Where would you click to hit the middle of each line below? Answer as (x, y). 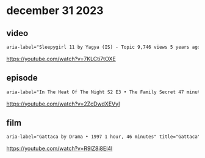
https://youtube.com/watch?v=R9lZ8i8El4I (59, 149)
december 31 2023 (55, 11)
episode (22, 78)
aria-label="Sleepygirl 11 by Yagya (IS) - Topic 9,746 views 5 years (98, 47)
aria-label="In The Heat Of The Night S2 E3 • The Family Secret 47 (95, 92)
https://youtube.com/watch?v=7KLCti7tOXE (61, 59)
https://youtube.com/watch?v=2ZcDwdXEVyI (63, 104)
